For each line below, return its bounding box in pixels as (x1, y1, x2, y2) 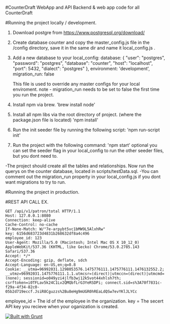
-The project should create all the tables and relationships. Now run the (5, 163, 154, 169)
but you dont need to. (12, 153, 58, 159)
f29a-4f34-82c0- (5, 285, 40, 290)
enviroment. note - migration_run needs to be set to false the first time (12, 86, 160, 92)
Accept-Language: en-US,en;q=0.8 (5, 262, 76, 267)
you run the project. (12, 92, 54, 97)
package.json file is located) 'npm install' (12, 117, 98, 123)
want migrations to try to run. (5, 179, 66, 185)
